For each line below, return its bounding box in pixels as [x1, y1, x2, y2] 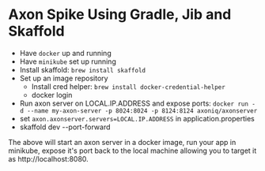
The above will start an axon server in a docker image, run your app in [8, 137, 237, 147]
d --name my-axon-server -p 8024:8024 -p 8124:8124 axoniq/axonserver [19, 106, 258, 115]
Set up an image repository [19, 73, 108, 83]
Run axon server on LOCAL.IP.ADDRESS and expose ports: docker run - [19, 99, 256, 108]
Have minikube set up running [19, 57, 116, 66]
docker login [31, 90, 73, 99]
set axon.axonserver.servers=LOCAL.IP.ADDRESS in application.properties [19, 113, 255, 123]
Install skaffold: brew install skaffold [19, 65, 146, 74]
